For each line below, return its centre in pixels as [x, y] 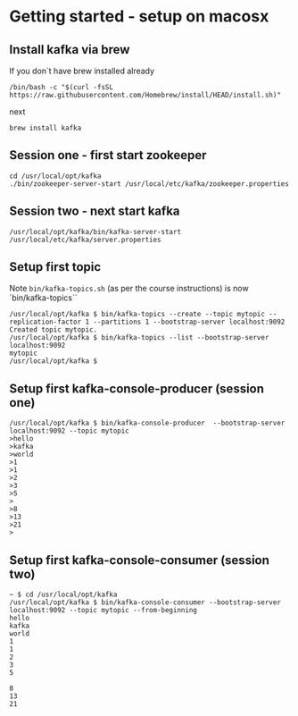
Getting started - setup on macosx [139, 17]
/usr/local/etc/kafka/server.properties [86, 240]
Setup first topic [55, 267]
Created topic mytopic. [54, 330]
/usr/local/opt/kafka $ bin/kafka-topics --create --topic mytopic [137, 315]
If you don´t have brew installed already [82, 71]
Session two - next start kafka [95, 211]
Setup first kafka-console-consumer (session [140, 560]
